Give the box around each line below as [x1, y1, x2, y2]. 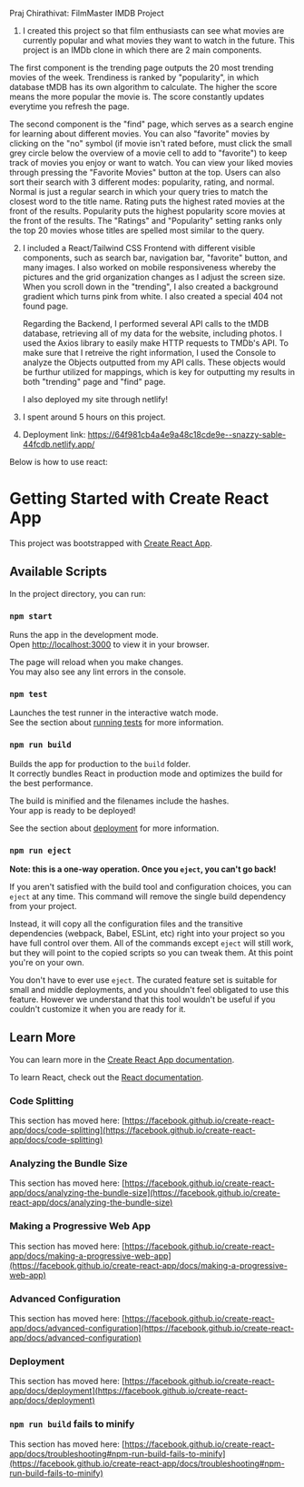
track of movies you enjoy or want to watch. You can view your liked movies [9, 157, 293, 167]
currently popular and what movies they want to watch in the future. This [22, 35, 295, 46]
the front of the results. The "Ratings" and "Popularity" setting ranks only [9, 216, 283, 226]
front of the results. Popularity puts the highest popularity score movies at [9, 206, 286, 217]
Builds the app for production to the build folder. [9, 758, 191, 769]
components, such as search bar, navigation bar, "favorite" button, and [22, 252, 288, 263]
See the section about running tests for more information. [9, 717, 224, 728]
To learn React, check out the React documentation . [9, 1071, 204, 1082]
